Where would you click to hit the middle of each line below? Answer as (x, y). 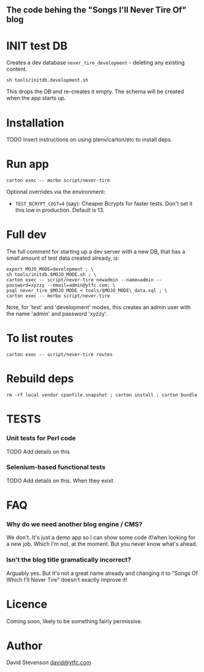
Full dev (26, 235)
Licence (27, 604)
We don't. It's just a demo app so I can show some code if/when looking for (101, 538)
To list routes (40, 338)
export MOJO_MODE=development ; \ (50, 270)
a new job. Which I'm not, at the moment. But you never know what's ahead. (102, 544)
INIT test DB (37, 46)
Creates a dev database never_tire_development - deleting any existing (96, 63)
